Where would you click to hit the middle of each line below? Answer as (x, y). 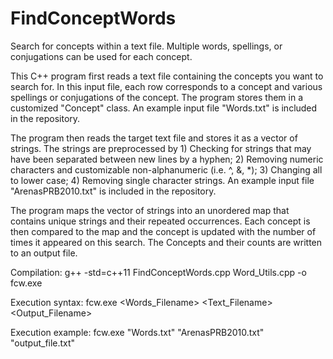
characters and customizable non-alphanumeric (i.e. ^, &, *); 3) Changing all (166, 169)
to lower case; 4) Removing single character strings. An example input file (162, 180)
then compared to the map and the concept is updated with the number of (163, 231)
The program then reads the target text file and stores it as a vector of (154, 138)
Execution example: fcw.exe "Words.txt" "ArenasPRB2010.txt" (137, 332)
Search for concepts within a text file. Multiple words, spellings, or (146, 46)
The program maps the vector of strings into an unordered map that (150, 210)
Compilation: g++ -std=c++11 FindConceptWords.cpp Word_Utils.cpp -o (158, 272)
